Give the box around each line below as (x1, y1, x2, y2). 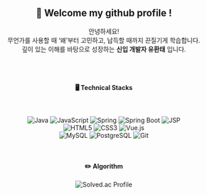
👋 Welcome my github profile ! (36, 7, 172, 19)
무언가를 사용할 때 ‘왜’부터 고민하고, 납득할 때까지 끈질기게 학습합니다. (7, 36, 201, 44)
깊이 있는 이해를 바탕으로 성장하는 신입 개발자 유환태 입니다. (21, 44, 186, 54)
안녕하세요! (88, 26, 120, 36)
